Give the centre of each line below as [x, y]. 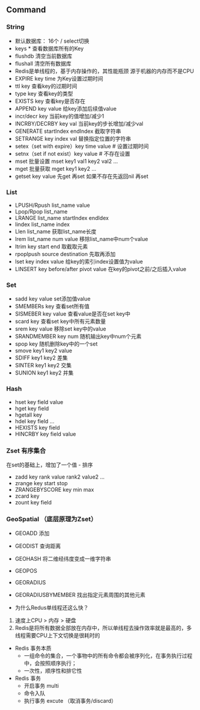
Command [26, 10]
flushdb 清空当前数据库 [44, 56]
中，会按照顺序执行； [50, 663]
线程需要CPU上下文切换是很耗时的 [57, 635]
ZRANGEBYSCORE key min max [54, 489]
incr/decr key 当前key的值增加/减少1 [59, 116]
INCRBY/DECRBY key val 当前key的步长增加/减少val [79, 123]
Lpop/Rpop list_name [41, 211]
